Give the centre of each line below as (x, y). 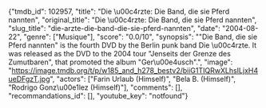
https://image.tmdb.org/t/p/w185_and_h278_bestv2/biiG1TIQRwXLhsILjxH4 (135, 70)
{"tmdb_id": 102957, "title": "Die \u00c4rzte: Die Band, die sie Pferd (119, 12)
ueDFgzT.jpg (29, 79)
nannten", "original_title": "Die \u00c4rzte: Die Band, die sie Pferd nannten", (133, 20)
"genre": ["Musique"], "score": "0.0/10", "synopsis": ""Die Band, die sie (141, 37)
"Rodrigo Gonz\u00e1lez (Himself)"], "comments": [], (95, 87)
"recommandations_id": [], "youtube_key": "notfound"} (98, 96)
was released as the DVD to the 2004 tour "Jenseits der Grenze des (120, 54)
